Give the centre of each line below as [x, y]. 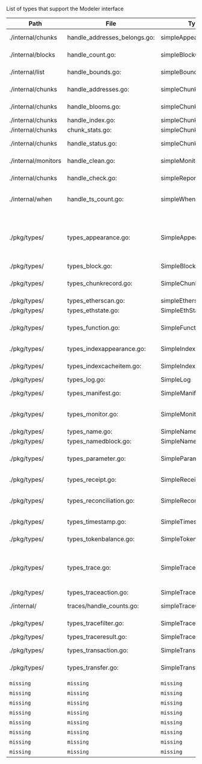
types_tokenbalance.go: [101, 539]
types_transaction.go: [98, 650]
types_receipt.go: [92, 479]
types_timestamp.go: [96, 522]
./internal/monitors [35, 161]
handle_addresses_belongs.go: [111, 37]
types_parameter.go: [96, 458]
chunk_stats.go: [90, 130]
